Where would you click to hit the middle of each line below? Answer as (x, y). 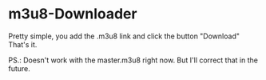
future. (19, 68)
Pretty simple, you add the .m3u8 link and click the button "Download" (124, 36)
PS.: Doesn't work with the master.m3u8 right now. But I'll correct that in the (133, 60)
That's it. (23, 44)
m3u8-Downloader (73, 14)
